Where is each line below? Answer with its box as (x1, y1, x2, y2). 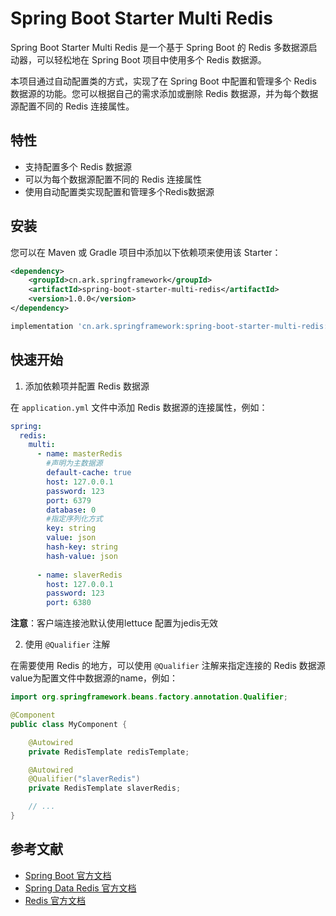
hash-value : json (46, 551, 118, 561)
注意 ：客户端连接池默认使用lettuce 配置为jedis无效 (10, 617, 218, 629)
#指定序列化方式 (46, 514, 103, 524)
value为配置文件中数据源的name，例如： (10, 672, 179, 684)
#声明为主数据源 (46, 458, 103, 469)
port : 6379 (46, 495, 92, 506)
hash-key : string (46, 542, 118, 552)
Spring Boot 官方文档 (24, 869, 112, 881)
